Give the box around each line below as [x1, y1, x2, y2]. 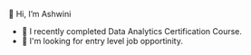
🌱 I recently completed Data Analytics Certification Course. [21, 26, 242, 36]
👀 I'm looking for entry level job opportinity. [21, 36, 183, 46]
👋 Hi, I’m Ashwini [8, 9, 72, 19]
